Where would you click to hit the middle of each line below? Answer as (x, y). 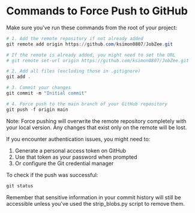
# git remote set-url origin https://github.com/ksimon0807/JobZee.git (97, 60)
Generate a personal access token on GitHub (70, 150)
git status (20, 186)
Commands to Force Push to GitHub (97, 11)
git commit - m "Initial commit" (46, 93)
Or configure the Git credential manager (64, 163)
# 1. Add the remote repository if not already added (75, 38)
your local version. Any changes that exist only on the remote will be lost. (97, 127)
